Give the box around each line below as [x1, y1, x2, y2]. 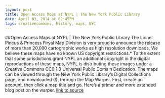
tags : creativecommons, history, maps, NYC [5, 21, 96, 26]
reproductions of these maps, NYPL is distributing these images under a [5, 61, 152, 67]
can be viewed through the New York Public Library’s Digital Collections [5, 71, 151, 77]
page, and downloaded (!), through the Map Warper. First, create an [5, 77, 143, 83]
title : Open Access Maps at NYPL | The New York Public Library [5, 12, 140, 17]
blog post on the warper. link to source [5, 87, 84, 93]
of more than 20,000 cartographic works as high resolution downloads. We [5, 45, 158, 51]
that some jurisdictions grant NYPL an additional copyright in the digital [5, 55, 150, 62]
